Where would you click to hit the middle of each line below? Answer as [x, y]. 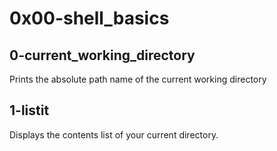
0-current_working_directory [102, 55]
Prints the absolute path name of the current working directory [138, 79]
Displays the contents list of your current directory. [114, 134]
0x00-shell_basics [89, 18]
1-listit [29, 110]
